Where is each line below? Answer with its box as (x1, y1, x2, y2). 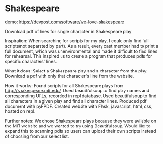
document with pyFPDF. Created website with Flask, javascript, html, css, (5, 103, 153, 109)
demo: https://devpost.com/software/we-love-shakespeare (5, 19, 124, 25)
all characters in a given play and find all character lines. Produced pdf (5, 98, 147, 104)
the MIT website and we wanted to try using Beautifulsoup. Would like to (5, 123, 151, 129)
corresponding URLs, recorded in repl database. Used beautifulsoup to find (5, 93, 157, 99)
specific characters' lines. (5, 58, 57, 64)
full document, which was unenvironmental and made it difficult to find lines (5, 48, 158, 54)
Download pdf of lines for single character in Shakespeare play (5, 28, 132, 34)
